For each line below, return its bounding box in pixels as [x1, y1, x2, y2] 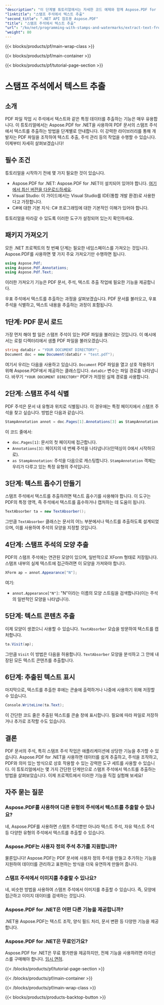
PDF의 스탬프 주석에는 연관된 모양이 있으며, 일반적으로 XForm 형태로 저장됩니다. [5, 554, 158, 560]
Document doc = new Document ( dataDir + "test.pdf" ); [5, 352, 115, 357]
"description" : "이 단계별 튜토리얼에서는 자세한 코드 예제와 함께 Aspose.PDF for [5, 7, 156, 12]
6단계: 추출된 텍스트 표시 [5, 673, 75, 681]
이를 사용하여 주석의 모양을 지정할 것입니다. [15, 525, 98, 531]
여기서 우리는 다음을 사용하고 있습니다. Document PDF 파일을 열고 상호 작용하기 [5, 361, 155, 367]
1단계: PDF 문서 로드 [5, 318, 63, 326]
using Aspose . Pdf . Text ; [5, 270, 54, 275]
